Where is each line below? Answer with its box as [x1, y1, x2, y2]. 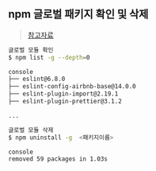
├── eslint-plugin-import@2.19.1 [8, 90, 119, 98]
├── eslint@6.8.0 [8, 75, 66, 84]
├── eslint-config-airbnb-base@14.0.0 [8, 83, 136, 91]
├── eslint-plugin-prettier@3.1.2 [8, 98, 123, 106]
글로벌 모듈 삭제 [8, 126, 54, 134]
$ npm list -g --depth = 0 [8, 53, 90, 61]
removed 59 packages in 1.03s [8, 155, 108, 163]
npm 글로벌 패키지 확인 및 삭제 [8, 7, 149, 21]
